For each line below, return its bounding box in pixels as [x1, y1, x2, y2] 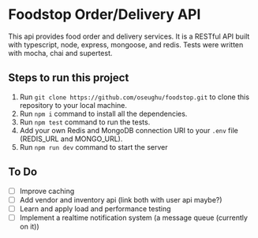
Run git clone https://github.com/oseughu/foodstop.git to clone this [19, 92, 250, 102]
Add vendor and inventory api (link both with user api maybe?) [19, 195, 222, 204]
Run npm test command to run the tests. [19, 117, 151, 127]
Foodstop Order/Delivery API [8, 6, 201, 24]
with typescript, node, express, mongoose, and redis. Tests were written [8, 39, 244, 49]
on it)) [19, 221, 39, 231]
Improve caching [19, 186, 75, 195]
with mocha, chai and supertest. [8, 48, 113, 58]
